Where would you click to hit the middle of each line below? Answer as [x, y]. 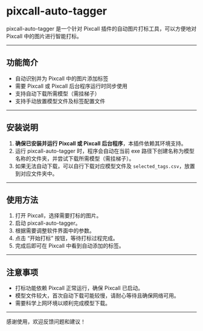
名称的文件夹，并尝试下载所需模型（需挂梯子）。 [75, 158]
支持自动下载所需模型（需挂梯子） [57, 93]
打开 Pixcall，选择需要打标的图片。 [58, 216]
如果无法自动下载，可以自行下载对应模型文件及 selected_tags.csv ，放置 [105, 166]
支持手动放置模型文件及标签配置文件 [60, 101]
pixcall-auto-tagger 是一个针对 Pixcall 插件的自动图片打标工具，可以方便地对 [101, 28]
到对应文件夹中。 [36, 173]
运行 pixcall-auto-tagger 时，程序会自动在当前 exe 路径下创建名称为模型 [105, 151]
